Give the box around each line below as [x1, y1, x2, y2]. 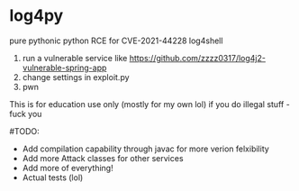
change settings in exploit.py [22, 71, 130, 82]
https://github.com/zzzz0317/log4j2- [129, 52, 266, 63]
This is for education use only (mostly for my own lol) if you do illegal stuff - [9, 98, 290, 109]
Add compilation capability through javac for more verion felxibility [22, 143, 270, 154]
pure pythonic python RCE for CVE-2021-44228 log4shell [9, 35, 223, 46]
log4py [9, 5, 64, 26]
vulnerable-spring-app [22, 62, 107, 73]
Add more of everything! [22, 162, 114, 173]
